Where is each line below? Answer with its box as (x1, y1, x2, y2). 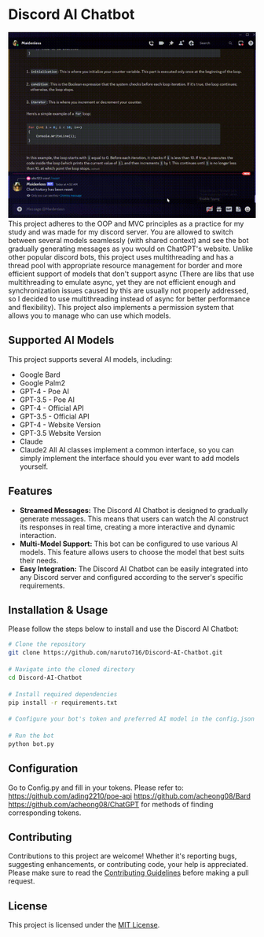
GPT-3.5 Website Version (19, 428, 101, 437)
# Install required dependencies (8, 690, 118, 698)
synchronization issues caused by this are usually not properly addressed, (8, 286, 249, 295)
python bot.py (8, 740, 55, 748)
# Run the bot (8, 732, 55, 740)
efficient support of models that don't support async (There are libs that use (8, 269, 255, 279)
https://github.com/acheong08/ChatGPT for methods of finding (8, 799, 214, 809)
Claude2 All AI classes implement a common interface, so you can (19, 445, 234, 454)
